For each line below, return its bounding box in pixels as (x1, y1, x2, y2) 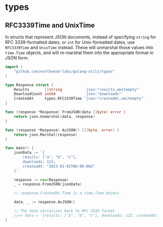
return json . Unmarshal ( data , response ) (14, 114, 95, 119)
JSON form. (5, 55, 29, 60)
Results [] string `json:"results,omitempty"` (14, 87, 141, 92)
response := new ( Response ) (14, 177, 69, 182)
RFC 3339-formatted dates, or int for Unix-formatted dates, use (5, 39, 135, 45)
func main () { (5, 145, 34, 151)
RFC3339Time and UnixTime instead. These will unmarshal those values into (5, 45, 154, 50)
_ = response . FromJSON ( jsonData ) (14, 182, 82, 187)
